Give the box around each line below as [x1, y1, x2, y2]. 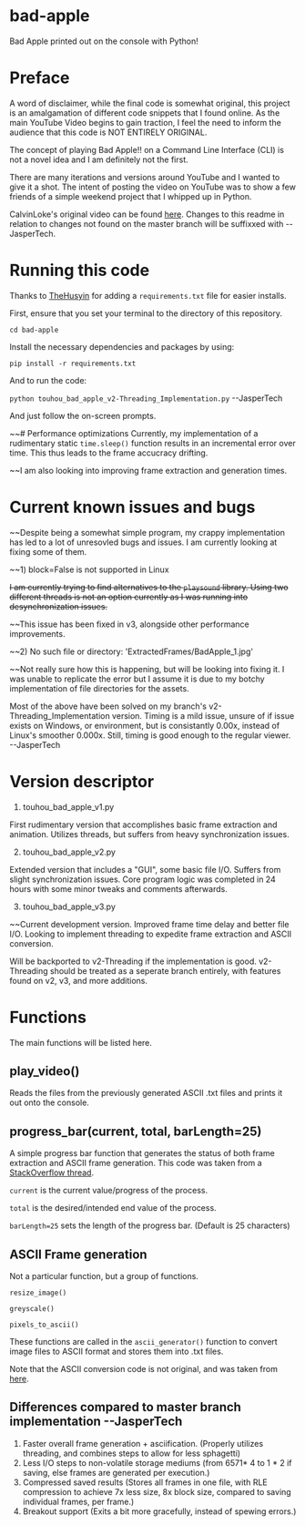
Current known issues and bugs [9, 497, 256, 517]
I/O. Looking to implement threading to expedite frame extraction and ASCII [9, 928, 292, 939]
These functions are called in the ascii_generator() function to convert [9, 1337, 278, 1347]
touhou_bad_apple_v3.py [22, 901, 117, 912]
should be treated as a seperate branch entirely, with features [49, 965, 281, 976]
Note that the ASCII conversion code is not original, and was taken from [9, 1364, 278, 1375]
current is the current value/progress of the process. [9, 1185, 208, 1196]
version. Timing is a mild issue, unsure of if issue [112, 710, 295, 721]
